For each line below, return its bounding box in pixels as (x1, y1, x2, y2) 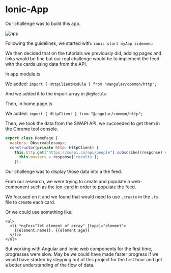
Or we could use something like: (5, 209, 73, 215)
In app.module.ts (5, 70, 41, 77)
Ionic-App (5, 4, 48, 15)
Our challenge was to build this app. (5, 20, 81, 27)
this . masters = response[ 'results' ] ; (18, 155, 99, 160)
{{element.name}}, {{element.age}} (14, 228, 90, 233)
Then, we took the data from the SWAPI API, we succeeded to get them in (5, 120, 160, 126)
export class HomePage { (5, 135, 58, 141)
